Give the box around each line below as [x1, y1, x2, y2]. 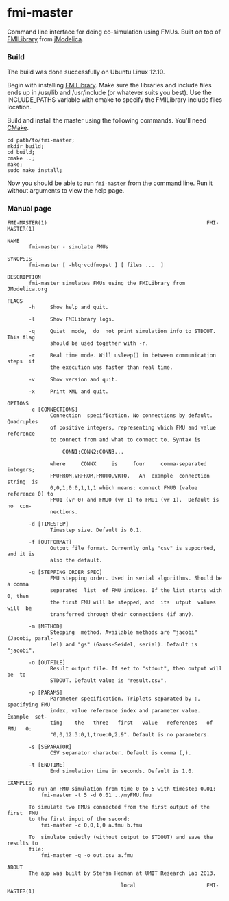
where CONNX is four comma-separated [50, 460, 207, 467]
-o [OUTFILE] [28, 659, 67, 666]
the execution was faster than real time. [50, 363, 173, 371]
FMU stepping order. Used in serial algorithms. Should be [50, 575, 223, 582]
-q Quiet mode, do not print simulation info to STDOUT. [28, 328, 216, 335]
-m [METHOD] [28, 623, 63, 630]
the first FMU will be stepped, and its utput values [50, 599, 216, 606]
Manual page [7, 204, 51, 213]
